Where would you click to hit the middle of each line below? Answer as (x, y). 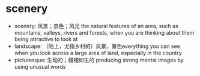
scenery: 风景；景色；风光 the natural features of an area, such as (96, 26)
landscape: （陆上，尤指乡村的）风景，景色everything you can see (97, 46)
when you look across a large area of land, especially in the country (98, 53)
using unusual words (40, 66)
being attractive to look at (46, 39)
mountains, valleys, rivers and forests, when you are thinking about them (104, 32)
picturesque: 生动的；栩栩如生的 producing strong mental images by (99, 60)
